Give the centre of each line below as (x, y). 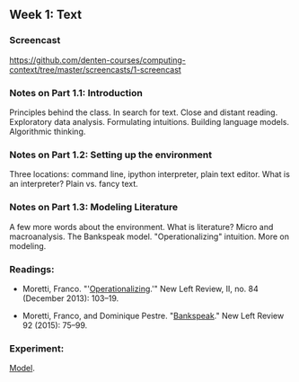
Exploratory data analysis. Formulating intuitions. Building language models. (149, 121)
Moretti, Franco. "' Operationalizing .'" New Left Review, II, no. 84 (140, 289)
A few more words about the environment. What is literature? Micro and (141, 227)
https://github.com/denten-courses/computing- (97, 60)
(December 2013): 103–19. (70, 298)
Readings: (32, 269)
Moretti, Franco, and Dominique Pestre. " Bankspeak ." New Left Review (153, 315)
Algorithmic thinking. (48, 131)
